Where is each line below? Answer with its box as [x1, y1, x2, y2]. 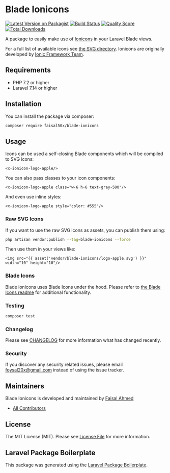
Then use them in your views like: [5, 246, 76, 252]
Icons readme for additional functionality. [5, 289, 92, 295]
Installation [5, 99, 42, 108]
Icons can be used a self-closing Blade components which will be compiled [5, 151, 163, 157]
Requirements [5, 66, 51, 74]
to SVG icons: [5, 156, 34, 162]
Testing [5, 302, 24, 309]
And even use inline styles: [5, 194, 62, 200]
